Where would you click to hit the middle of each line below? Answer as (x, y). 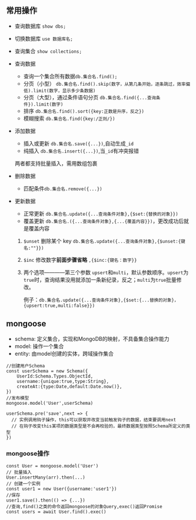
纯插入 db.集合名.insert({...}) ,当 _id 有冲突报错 (81, 151)
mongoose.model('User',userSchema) (50, 403)
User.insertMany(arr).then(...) (46, 477)
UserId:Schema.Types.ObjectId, (55, 376)
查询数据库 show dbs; (40, 26)
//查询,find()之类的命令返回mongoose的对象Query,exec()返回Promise (84, 506)
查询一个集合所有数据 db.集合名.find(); (70, 76)
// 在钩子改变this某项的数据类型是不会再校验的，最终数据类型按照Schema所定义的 (99, 426)
